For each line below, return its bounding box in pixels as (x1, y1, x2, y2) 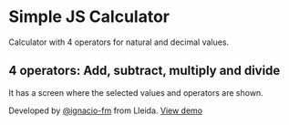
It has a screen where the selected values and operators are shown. (8, 87, 263, 98)
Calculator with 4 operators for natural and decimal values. (8, 36, 230, 47)
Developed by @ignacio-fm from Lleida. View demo (8, 105, 202, 116)
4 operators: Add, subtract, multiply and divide (8, 63, 281, 78)
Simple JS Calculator (8, 6, 170, 27)
